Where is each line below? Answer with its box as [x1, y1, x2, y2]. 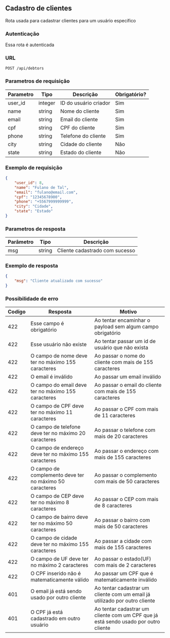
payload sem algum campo [94, 323, 159, 330]
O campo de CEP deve [30, 492, 84, 499]
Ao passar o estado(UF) [94, 555, 152, 562]
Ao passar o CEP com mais [94, 496, 158, 503]
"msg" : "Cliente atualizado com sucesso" [14, 279, 103, 284]
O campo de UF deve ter [30, 555, 89, 562]
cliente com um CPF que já [94, 612, 158, 619]
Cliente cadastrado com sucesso [57, 247, 136, 254]
